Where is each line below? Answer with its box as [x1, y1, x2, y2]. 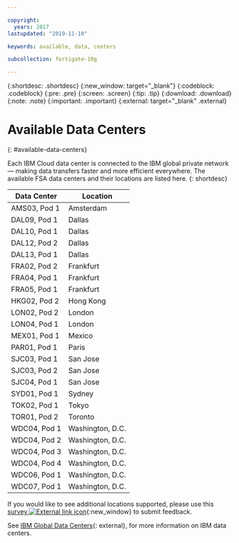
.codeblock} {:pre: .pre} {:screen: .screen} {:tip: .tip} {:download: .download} [7, 89, 232, 98]
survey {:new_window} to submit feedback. [7, 507, 193, 516]
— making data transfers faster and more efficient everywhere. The [7, 167, 205, 176]
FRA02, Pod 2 [11, 261, 59, 271]
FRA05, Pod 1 [11, 285, 59, 295]
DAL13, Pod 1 [11, 250, 59, 260]
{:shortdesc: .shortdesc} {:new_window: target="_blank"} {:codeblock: [7, 81, 215, 90]
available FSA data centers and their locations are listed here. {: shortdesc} [7, 174, 228, 183]
